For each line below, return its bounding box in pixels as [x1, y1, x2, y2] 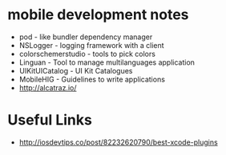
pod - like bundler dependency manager [18, 32, 153, 42]
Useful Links [7, 111, 93, 129]
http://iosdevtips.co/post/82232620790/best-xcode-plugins [18, 137, 218, 147]
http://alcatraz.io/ [18, 82, 77, 93]
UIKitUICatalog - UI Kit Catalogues [18, 66, 133, 75]
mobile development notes [7, 6, 189, 24]
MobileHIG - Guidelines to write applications [18, 74, 166, 84]
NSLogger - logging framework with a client [18, 40, 165, 50]
